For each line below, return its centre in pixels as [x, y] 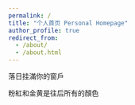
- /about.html [39, 52]
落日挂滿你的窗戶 [36, 76]
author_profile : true [44, 30]
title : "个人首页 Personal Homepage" [68, 23]
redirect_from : [33, 38]
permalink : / [30, 16]
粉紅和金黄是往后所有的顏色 [54, 93]
